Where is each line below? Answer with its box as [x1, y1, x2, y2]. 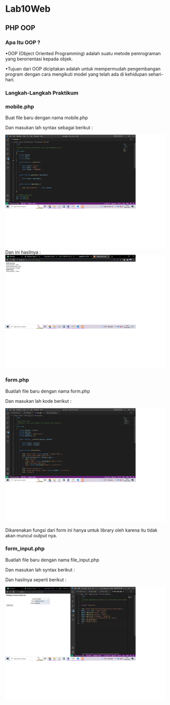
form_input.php [5, 545, 45, 552]
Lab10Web [5, 3, 51, 15]
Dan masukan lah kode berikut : [5, 398, 72, 404]
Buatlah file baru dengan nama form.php [5, 388, 90, 394]
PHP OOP [5, 24, 36, 32]
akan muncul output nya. [5, 532, 58, 538]
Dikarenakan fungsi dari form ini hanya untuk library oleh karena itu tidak [5, 527, 158, 533]
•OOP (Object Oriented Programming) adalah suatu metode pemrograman [5, 50, 161, 56]
